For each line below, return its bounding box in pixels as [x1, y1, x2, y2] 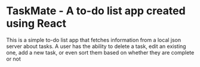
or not [6, 55, 21, 62]
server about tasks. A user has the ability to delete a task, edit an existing [6, 43, 186, 50]
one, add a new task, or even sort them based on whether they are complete [6, 49, 195, 56]
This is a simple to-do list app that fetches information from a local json [6, 36, 181, 43]
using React [6, 17, 67, 30]
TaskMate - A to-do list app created [6, 4, 186, 18]
